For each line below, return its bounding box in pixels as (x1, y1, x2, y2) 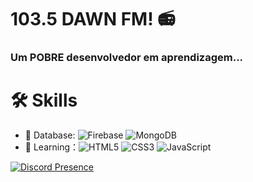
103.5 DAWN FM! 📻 (10, 8, 176, 31)
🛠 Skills (10, 89, 78, 112)
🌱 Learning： (24, 141, 80, 153)
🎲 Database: (24, 129, 76, 141)
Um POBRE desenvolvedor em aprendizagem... (10, 51, 244, 65)
